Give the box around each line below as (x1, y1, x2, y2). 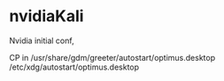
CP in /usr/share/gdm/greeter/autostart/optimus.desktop (9, 52, 216, 63)
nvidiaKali (9, 6, 84, 26)
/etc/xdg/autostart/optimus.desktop (9, 62, 140, 72)
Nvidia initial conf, (9, 35, 74, 46)
